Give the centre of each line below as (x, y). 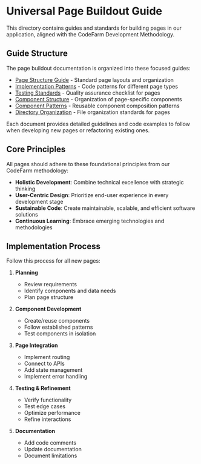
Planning (26, 273)
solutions (26, 214)
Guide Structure (37, 54)
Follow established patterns (58, 327)
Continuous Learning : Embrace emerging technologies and (90, 221)
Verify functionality (48, 400)
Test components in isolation (60, 334)
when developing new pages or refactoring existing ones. (78, 130)
